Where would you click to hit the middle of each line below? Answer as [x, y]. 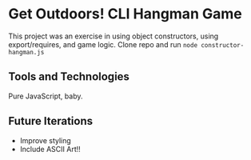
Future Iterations [51, 121]
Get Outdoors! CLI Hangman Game [125, 14]
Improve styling [46, 140]
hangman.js [26, 52]
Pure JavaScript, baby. [46, 96]
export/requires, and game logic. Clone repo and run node [103, 44]
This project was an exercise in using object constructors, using [114, 36]
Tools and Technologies [69, 77]
